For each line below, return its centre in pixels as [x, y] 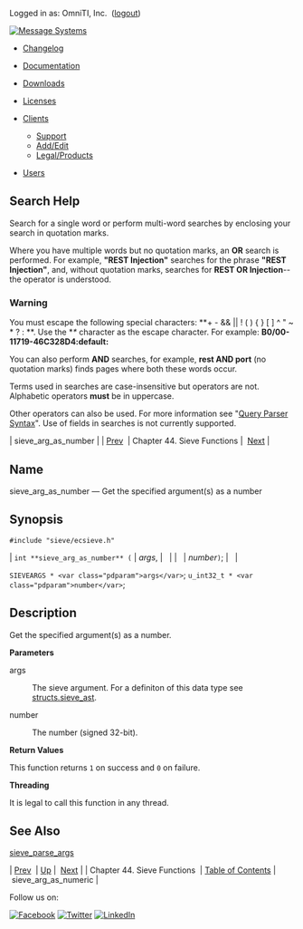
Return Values [37, 750]
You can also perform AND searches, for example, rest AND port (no [138, 359]
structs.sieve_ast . [65, 697]
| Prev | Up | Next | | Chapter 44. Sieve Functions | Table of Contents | [143, 870]
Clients [36, 118]
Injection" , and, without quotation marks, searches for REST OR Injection [146, 269]
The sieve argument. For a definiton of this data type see [137, 687]
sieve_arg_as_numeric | [55, 880]
